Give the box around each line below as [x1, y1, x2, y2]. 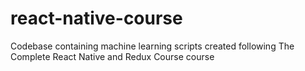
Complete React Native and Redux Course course [10, 50, 215, 62]
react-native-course [10, 7, 183, 30]
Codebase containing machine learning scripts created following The [10, 40, 295, 52]
